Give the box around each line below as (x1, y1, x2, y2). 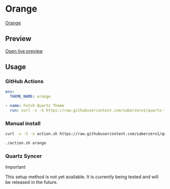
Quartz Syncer (5, 153, 42, 160)
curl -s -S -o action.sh (5, 131, 58, 137)
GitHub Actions (5, 78, 44, 85)
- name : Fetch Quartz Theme (5, 103, 65, 108)
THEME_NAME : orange (10, 94, 51, 99)
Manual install (5, 120, 41, 127)
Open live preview (5, 48, 43, 54)
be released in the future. (5, 179, 58, 185)
